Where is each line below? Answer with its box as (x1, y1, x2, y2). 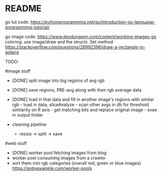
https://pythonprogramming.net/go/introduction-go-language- (30, 19, 156, 25)
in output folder (12, 112, 43, 117)
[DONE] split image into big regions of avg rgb (12, 78, 105, 83)
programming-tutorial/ (5, 24, 50, 30)
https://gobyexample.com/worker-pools (12, 165, 92, 171)
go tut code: (5, 19, 30, 25)
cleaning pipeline (12, 121, 47, 127)
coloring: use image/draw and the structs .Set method (5, 39, 113, 44)
